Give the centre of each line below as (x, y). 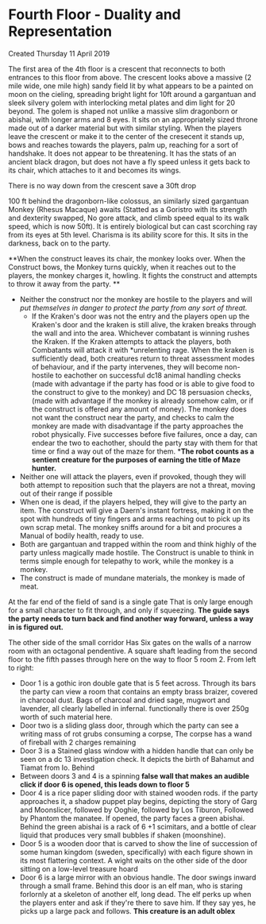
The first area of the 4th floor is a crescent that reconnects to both (117, 68)
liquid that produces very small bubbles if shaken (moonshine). (123, 835)
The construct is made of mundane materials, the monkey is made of (132, 578)
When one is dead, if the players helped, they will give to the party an (133, 501)
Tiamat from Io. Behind (57, 767)
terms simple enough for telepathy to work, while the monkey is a (127, 561)
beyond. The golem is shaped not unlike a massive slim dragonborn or (123, 111)
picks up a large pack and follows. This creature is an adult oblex (127, 910)
